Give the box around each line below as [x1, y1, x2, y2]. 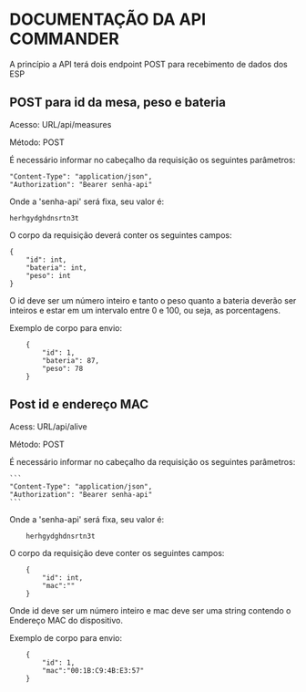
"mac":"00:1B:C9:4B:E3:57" [42, 666, 145, 675]
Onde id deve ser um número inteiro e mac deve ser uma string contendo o [9, 604, 291, 615]
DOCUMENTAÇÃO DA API [9, 9, 207, 30]
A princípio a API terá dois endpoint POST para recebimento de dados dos [9, 58, 289, 69]
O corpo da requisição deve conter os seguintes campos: [9, 547, 225, 558]
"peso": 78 [42, 364, 84, 373]
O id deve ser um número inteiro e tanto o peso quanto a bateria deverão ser [9, 294, 297, 305]
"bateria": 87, [42, 356, 100, 365]
